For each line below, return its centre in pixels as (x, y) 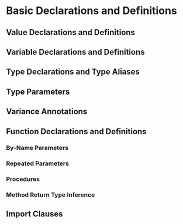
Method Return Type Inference (51, 195)
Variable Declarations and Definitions (75, 52)
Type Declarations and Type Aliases (73, 72)
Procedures (23, 179)
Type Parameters (38, 92)
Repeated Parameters (37, 163)
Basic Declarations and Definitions (91, 11)
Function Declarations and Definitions (77, 132)
